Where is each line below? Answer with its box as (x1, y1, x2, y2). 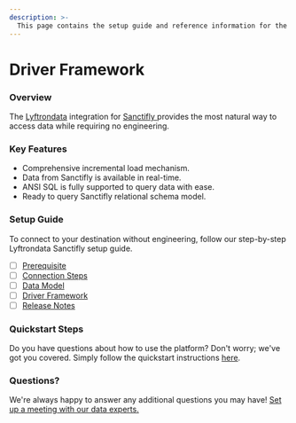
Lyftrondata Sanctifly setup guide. (9, 243, 133, 254)
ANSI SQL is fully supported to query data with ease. (21, 182, 215, 192)
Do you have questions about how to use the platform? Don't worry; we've (9, 343, 281, 354)
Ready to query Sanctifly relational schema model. (21, 192, 206, 202)
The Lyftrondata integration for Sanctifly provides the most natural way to (9, 111, 277, 121)
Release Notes (21, 300, 75, 310)
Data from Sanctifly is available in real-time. (21, 172, 182, 183)
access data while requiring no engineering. (9, 121, 170, 131)
